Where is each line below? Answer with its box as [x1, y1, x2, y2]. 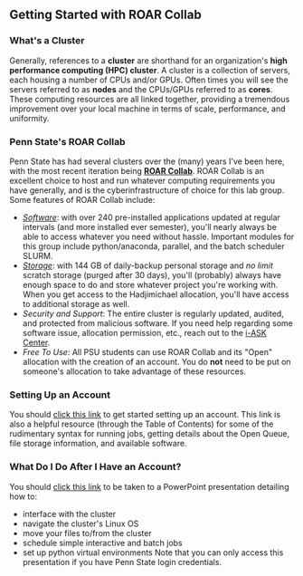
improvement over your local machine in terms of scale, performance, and [9, 103, 287, 114]
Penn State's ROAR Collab [9, 135, 126, 148]
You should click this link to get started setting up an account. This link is [9, 409, 281, 420]
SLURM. [22, 250, 53, 261]
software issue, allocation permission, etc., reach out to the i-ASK [22, 327, 267, 338]
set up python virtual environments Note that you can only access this [22, 547, 284, 558]
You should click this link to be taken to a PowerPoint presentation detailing [9, 481, 289, 492]
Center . [22, 337, 51, 348]
